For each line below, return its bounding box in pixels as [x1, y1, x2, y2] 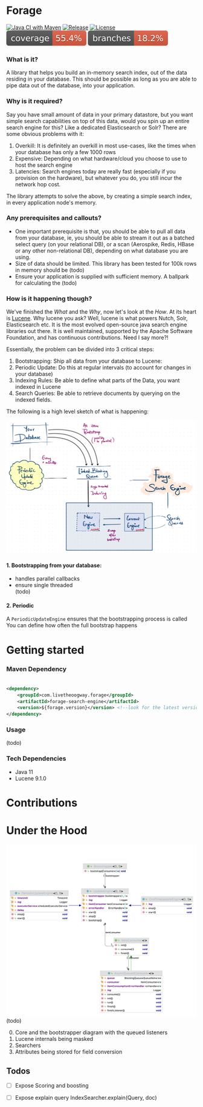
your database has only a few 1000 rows [14, 148, 116, 155]
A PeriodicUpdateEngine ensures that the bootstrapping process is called [6, 615, 187, 622]
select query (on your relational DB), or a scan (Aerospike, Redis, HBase [14, 240, 195, 247]
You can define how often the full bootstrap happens [6, 622, 138, 629]
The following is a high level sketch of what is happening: [6, 408, 149, 416]
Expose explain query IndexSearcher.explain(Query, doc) [14, 1094, 157, 1102]
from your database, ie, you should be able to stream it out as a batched [14, 234, 195, 241]
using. [14, 253, 31, 261]
